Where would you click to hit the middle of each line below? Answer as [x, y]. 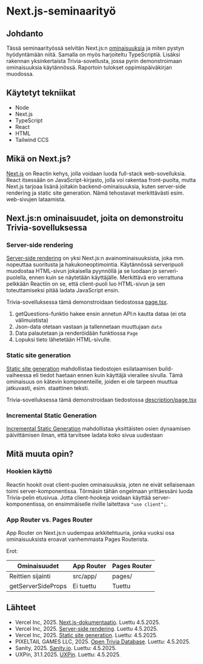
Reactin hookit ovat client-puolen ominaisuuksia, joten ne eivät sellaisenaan [101, 485]
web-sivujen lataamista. [36, 199]
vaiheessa [19, 375]
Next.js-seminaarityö [61, 11]
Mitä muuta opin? [40, 454]
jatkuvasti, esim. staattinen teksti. [48, 388]
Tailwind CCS [32, 139]
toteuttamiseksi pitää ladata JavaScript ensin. [63, 290]
